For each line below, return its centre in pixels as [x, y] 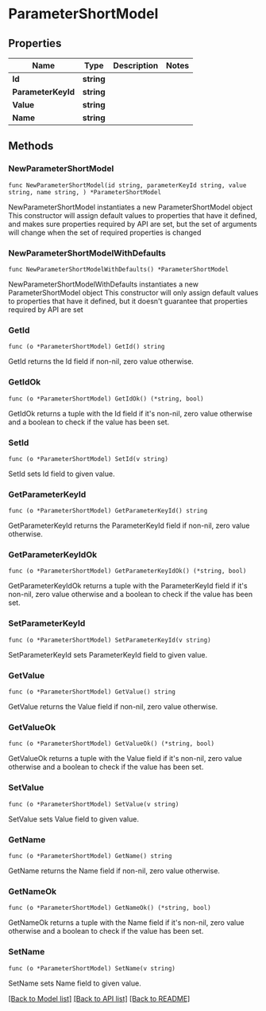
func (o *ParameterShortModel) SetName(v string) [92, 968]
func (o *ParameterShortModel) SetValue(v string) [94, 804]
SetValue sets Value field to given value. [73, 819]
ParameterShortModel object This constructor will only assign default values [133, 292]
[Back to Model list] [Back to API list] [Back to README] [99, 998]
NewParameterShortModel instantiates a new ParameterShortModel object [131, 207]
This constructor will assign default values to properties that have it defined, [133, 215]
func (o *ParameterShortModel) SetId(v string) [89, 459]
